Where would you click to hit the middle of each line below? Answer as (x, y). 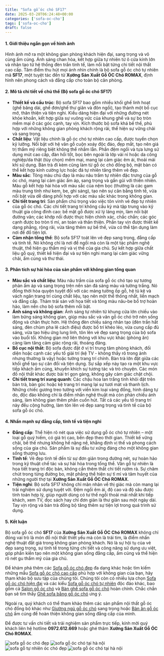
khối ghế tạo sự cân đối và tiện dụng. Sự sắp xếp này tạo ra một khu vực (85, 363)
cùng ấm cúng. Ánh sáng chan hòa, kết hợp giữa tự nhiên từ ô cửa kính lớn (80, 60)
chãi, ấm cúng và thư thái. (38, 258)
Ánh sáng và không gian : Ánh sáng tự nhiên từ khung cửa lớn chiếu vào (85, 312)
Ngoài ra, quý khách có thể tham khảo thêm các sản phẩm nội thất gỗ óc (79, 603)
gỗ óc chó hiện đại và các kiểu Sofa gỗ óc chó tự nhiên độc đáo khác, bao (80, 584)
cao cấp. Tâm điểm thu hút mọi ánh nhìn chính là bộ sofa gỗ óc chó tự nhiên (82, 70)
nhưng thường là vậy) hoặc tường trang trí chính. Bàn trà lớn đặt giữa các (85, 358)
